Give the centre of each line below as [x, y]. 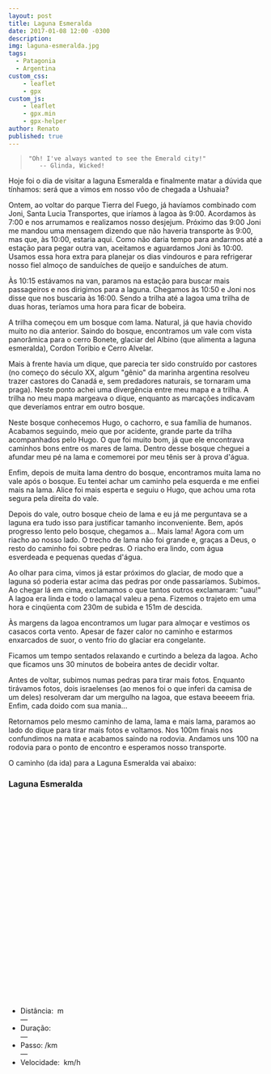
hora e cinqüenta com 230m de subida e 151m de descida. [106, 607]
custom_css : [28, 76]
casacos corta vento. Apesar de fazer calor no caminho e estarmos [121, 631]
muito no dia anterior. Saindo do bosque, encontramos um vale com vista [130, 331]
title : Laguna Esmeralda [50, 23]
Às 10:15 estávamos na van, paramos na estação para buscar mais [119, 281]
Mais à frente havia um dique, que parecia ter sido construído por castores [133, 363]
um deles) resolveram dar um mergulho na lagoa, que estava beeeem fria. [132, 697]
